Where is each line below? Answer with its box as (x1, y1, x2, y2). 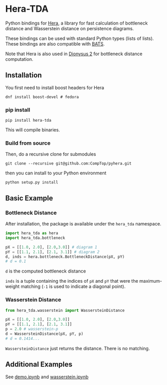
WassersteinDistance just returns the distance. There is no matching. (5, 345, 150, 351)
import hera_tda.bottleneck (5, 235, 66, 240)
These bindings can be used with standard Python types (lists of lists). (5, 35, 154, 41)
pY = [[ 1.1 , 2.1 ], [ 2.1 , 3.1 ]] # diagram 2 (5, 249, 100, 255)
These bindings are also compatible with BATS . (5, 40, 105, 47)
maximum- (139, 278, 162, 284)
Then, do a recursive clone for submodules (5, 151, 96, 157)
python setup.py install (5, 180, 58, 185)
